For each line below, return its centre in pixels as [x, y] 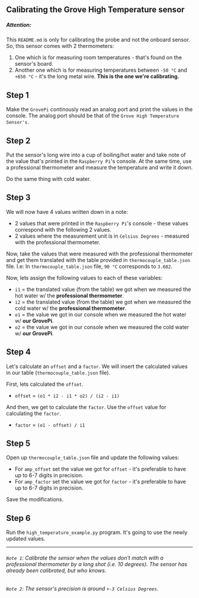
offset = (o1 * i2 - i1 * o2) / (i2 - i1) [67, 395]
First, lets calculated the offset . [45, 384]
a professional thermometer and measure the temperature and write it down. [99, 167]
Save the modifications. [35, 500]
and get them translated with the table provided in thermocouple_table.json [98, 260]
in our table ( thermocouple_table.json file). [58, 372]
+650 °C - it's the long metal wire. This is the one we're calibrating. [97, 76]
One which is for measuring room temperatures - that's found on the [98, 57]
